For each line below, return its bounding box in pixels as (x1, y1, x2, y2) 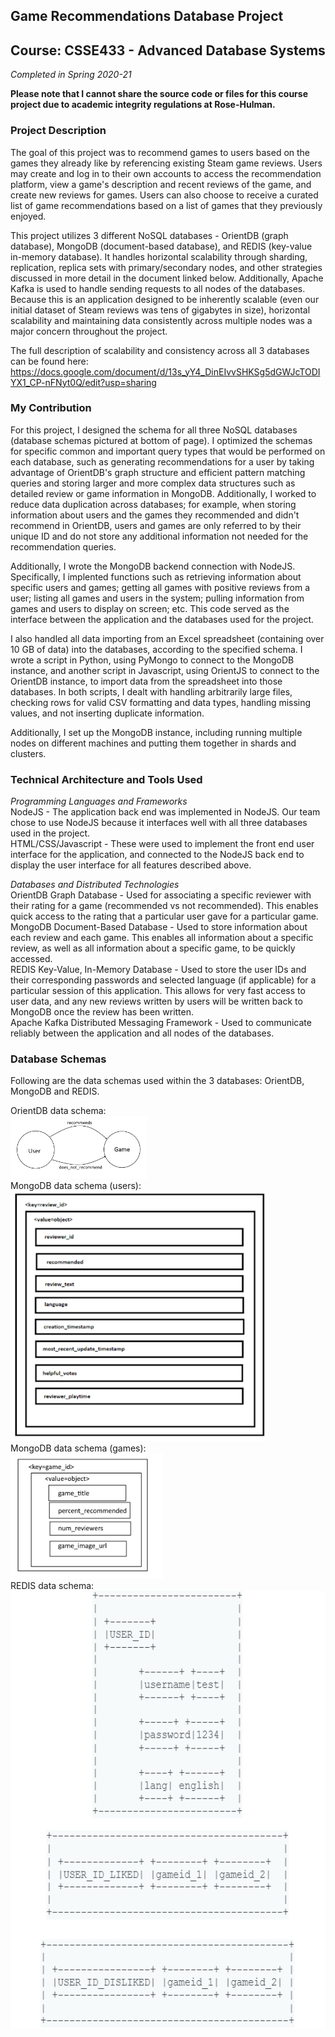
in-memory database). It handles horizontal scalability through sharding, (10, 250, 308, 263)
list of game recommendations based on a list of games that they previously (10, 199, 323, 211)
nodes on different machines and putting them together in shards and (10, 737, 297, 749)
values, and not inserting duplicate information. (10, 707, 205, 719)
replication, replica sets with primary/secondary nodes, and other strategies (10, 261, 323, 273)
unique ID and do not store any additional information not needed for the (10, 530, 309, 542)
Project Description (10, 124, 107, 138)
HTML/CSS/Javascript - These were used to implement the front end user (10, 838, 315, 850)
